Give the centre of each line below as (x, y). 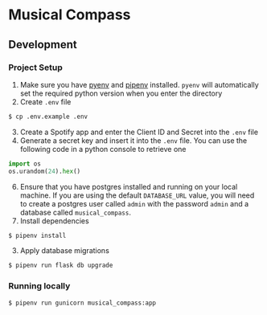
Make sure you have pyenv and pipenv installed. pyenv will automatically (139, 84)
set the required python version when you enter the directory (121, 93)
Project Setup (35, 67)
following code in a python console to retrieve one (103, 149)
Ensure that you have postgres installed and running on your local (129, 186)
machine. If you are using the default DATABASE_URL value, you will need (137, 195)
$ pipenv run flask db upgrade (61, 266)
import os (25, 164)
